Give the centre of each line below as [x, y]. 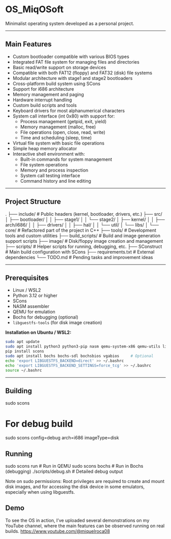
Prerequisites [27, 278]
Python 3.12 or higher [35, 296]
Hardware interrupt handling [42, 100]
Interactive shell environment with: [49, 154]
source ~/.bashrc [24, 370]
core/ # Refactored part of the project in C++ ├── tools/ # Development [81, 230]
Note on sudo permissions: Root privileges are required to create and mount [85, 481]
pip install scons [25, 351]
